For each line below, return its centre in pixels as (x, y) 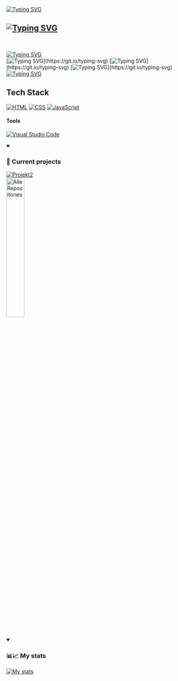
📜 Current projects (34, 162)
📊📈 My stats (26, 656)
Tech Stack (28, 93)
